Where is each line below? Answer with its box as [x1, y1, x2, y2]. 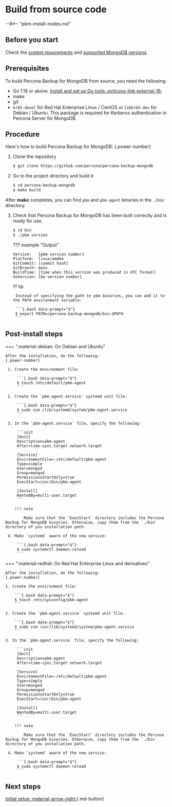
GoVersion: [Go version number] [12, 274, 82, 279]
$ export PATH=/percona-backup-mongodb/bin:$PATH [15, 311, 124, 316]
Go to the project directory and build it [12, 173, 94, 179]
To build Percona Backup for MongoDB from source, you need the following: [5, 78, 167, 84]
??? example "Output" [12, 242, 59, 248]
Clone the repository [12, 153, 56, 160]
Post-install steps [5, 330, 63, 338]
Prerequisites [5, 64, 49, 73]
